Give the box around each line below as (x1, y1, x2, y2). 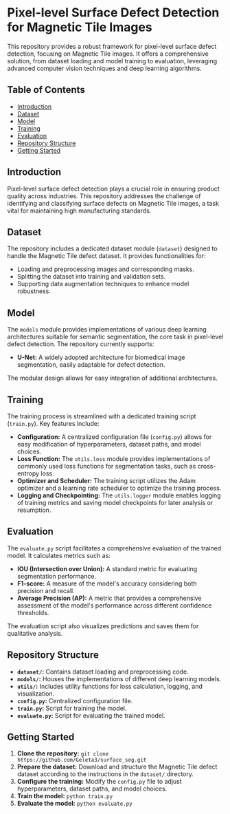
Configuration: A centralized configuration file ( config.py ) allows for (16, 433, 212, 441)
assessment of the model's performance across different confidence (16, 601, 212, 610)
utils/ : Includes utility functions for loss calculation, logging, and (16, 682, 203, 690)
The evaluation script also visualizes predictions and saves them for (7, 621, 199, 630)
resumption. (16, 506, 51, 514)
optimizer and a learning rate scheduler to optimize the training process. (16, 484, 222, 492)
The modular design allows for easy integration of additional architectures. (7, 374, 218, 383)
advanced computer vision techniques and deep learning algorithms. (7, 64, 203, 72)
